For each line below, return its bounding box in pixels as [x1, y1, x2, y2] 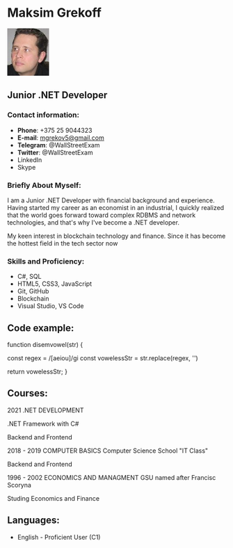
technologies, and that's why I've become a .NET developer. [7, 218, 179, 227]
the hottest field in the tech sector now [7, 239, 118, 248]
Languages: [7, 515, 61, 526]
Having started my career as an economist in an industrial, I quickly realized [7, 203, 225, 211]
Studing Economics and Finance [7, 494, 99, 502]
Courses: [7, 387, 49, 399]
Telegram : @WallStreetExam [17, 140, 100, 149]
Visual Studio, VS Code [17, 302, 84, 310]
